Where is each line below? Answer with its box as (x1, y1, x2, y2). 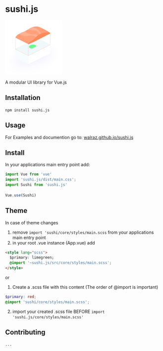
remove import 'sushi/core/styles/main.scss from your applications (12, 229, 154, 235)
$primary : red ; (5, 295, 37, 300)
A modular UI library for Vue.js (5, 79, 67, 85)
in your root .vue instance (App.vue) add (12, 240, 95, 246)
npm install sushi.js (5, 107, 50, 112)
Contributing (5, 328, 46, 337)
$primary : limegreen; (9, 255, 54, 260)
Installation (5, 94, 41, 102)
